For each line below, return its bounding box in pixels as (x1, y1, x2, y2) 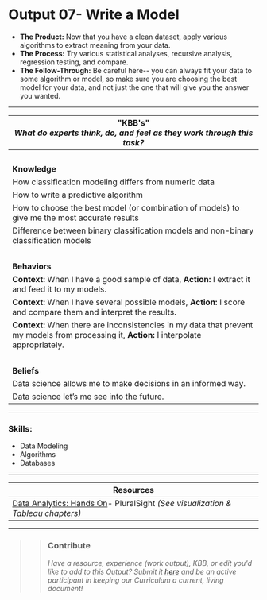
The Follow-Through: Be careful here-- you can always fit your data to (19, 65, 253, 75)
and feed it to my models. (12, 284, 107, 295)
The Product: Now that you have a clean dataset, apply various (19, 32, 228, 41)
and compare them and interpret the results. (12, 306, 177, 317)
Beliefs (12, 365, 40, 376)
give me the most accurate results (12, 212, 139, 223)
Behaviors (12, 261, 52, 272)
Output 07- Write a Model (8, 6, 180, 24)
